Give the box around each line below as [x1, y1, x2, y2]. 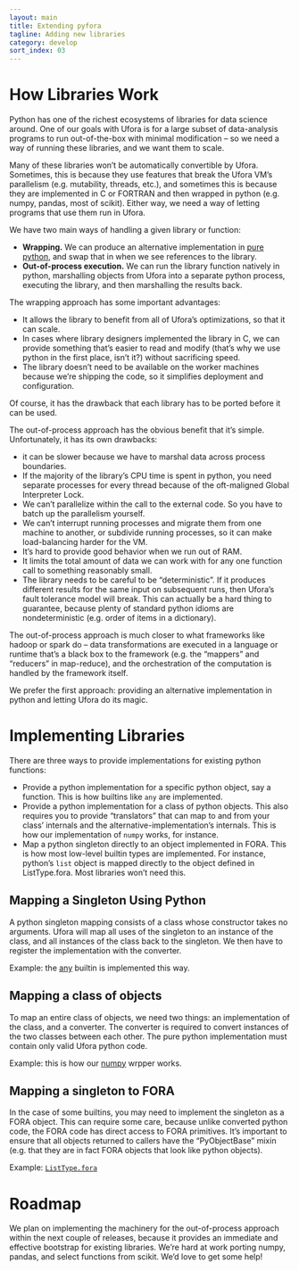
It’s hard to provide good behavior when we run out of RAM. [21, 546, 243, 557]
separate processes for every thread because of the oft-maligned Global [21, 480, 290, 491]
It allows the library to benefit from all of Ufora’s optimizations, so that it [21, 314, 286, 326]
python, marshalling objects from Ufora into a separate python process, [21, 270, 286, 281]
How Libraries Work [9, 85, 159, 105]
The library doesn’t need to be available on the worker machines [21, 362, 260, 373]
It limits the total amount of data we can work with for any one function [21, 556, 283, 566]
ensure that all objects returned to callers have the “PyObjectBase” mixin [9, 1135, 277, 1146]
